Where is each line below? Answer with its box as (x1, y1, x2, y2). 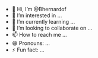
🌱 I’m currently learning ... (11, 18, 75, 25)
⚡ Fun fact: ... (11, 46, 45, 53)
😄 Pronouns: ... (11, 40, 50, 47)
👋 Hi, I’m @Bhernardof (11, 6, 67, 12)
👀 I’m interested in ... (11, 12, 62, 19)
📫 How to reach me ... (11, 31, 67, 38)
